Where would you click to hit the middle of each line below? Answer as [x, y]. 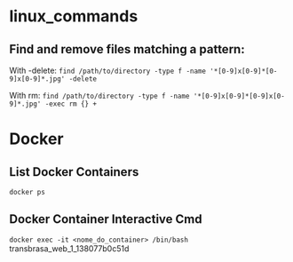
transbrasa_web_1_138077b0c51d [69, 248]
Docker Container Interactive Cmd [106, 219]
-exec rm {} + [71, 104]
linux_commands [74, 16]
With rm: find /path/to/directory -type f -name [99, 95]
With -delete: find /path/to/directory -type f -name [108, 70]
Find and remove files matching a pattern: [127, 49]
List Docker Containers [74, 172]
